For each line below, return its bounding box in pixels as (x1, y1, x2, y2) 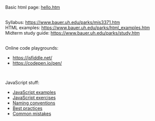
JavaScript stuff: (5, 80, 40, 85)
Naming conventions (12, 100, 56, 106)
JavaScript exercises (12, 95, 56, 100)
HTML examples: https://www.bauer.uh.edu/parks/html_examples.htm (5, 25, 150, 31)
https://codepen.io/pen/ (12, 60, 62, 66)
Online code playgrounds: (5, 45, 59, 51)
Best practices (12, 105, 43, 111)
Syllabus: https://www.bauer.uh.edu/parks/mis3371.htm (5, 20, 120, 25)
